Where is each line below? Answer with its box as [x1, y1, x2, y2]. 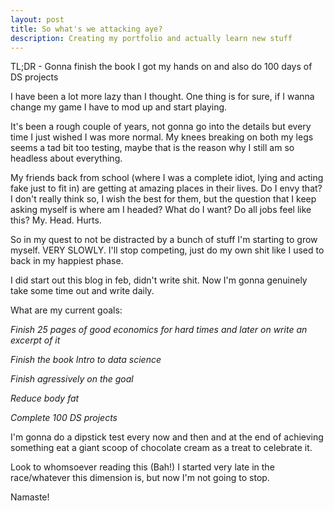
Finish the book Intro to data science [10, 354, 162, 366]
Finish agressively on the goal [10, 373, 134, 385]
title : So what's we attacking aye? [10, 24, 163, 34]
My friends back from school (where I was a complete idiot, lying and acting [10, 172, 324, 184]
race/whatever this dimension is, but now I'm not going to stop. [10, 472, 270, 484]
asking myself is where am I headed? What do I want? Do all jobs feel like [10, 204, 312, 216]
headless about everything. [10, 152, 123, 165]
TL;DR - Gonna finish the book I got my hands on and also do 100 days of [10, 61, 313, 73]
